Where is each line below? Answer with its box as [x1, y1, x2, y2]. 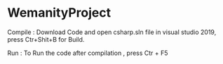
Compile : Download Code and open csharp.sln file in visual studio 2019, [7, 28, 217, 36]
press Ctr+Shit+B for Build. [7, 35, 85, 43]
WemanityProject [7, 5, 111, 21]
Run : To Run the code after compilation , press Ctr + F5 [7, 49, 168, 57]
